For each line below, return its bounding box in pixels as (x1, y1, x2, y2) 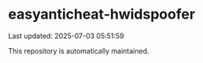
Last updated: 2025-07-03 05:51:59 (8, 31, 124, 40)
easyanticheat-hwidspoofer (8, 5, 195, 23)
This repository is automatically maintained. (8, 46, 149, 55)
